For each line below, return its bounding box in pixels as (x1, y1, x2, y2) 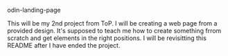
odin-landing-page (7, 6, 61, 14)
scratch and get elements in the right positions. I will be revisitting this (7, 34, 207, 42)
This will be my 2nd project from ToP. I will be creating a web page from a (7, 19, 218, 27)
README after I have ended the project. (7, 41, 121, 49)
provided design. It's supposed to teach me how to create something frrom (7, 27, 222, 35)
